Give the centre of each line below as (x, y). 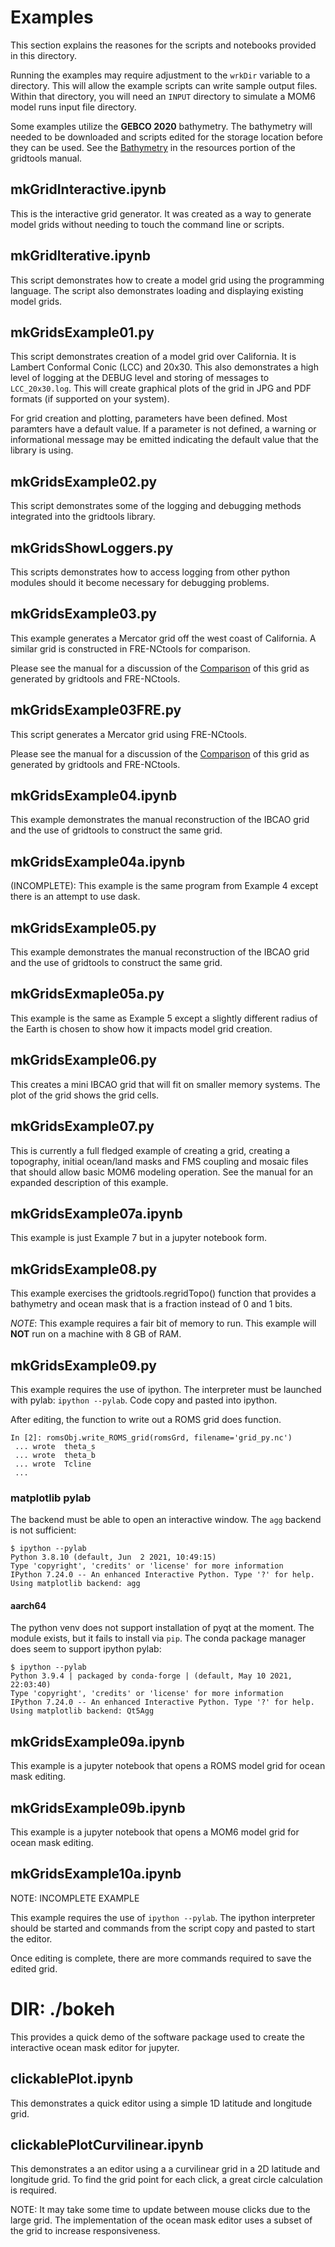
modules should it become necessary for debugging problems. (140, 582)
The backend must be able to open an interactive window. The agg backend (166, 1520)
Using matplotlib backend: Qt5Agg (82, 1711)
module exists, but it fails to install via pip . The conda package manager (158, 1638)
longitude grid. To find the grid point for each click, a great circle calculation (166, 2180)
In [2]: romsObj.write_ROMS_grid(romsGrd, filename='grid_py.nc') (151, 1437)
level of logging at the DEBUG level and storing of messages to (140, 378)
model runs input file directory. (73, 107)
